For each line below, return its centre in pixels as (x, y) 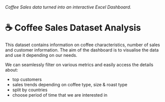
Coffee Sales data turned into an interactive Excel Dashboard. (68, 7)
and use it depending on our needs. (41, 55)
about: (12, 70)
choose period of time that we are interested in (60, 95)
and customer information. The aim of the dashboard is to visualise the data (82, 50)
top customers (27, 79)
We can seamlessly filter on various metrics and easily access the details (79, 64)
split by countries (30, 90)
